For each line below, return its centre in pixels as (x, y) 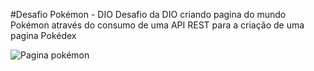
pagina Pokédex (43, 35)
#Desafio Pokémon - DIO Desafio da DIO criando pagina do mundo (148, 14)
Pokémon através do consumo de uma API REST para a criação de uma (157, 25)
